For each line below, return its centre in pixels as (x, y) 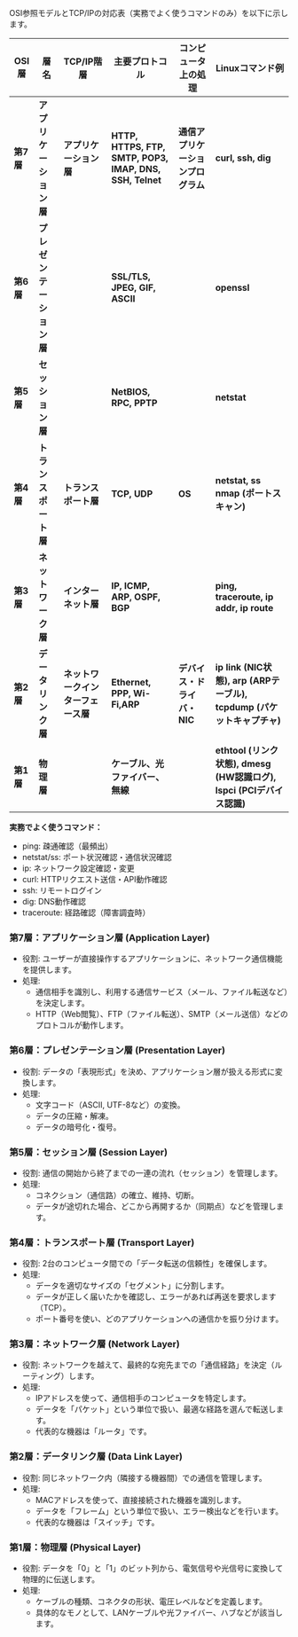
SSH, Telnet (136, 180)
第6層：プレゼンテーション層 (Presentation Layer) (118, 1051)
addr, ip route (244, 608)
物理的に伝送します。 (61, 1579)
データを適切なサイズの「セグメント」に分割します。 (132, 1286)
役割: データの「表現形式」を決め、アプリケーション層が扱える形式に (149, 1071)
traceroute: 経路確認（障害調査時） (86, 912)
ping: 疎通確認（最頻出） (67, 846)
